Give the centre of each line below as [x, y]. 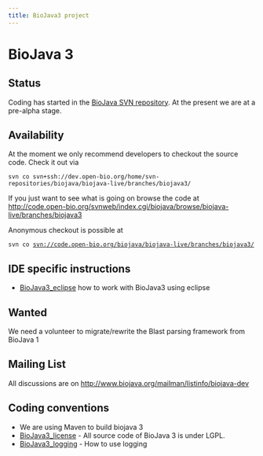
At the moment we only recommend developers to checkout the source [123, 154]
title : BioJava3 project [49, 15]
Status [25, 83]
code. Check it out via [44, 163]
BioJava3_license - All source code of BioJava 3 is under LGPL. [122, 435]
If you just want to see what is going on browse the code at [104, 198]
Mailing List [37, 364]
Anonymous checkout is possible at [66, 230]
